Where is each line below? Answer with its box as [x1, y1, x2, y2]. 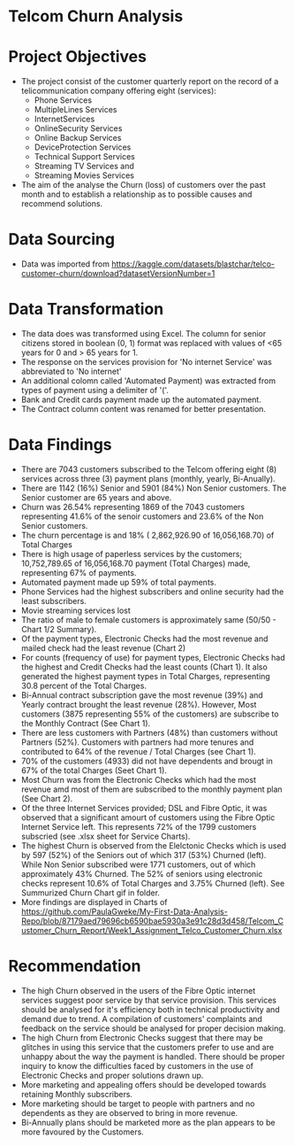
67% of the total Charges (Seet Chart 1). [20, 764, 167, 776]
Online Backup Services [34, 133, 122, 143]
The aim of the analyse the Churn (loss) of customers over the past [20, 180, 266, 190]
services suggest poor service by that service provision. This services [20, 995, 277, 1005]
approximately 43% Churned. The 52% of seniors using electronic [20, 868, 263, 879]
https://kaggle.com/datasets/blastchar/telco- [110, 259, 276, 269]
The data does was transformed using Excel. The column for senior [20, 329, 267, 338]
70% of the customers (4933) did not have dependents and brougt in [20, 755, 273, 766]
